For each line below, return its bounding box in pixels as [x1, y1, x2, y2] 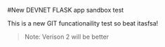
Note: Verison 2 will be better [24, 32, 110, 41]
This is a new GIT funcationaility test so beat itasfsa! [7, 19, 159, 27]
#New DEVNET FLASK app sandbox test [7, 6, 124, 14]
